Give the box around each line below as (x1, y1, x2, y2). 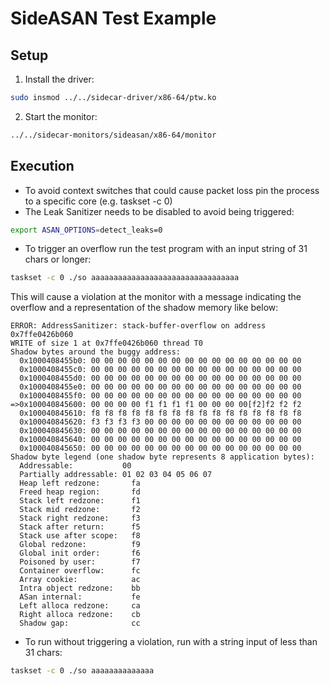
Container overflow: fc (19, 566, 141, 576)
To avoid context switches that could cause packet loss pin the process (24, 184, 320, 196)
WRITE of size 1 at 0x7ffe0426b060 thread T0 (10, 338, 203, 349)
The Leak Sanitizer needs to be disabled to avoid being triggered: (24, 205, 295, 217)
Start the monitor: (24, 110, 98, 122)
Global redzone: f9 (19, 540, 141, 550)
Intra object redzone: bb (19, 583, 141, 594)
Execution (10, 158, 75, 175)
